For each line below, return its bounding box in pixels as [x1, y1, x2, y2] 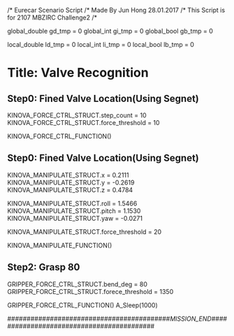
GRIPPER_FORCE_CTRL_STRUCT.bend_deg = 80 [7, 279, 148, 288]
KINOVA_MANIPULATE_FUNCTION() [7, 241, 112, 249]
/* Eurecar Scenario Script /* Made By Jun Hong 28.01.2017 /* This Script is [7, 6, 226, 14]
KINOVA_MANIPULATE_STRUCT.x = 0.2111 [7, 170, 129, 179]
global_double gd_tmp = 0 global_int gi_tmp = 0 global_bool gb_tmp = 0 [7, 27, 213, 35]
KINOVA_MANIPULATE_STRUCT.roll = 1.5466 [7, 199, 138, 207]
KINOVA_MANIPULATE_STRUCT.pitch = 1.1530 [7, 206, 141, 215]
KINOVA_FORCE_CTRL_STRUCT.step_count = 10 [7, 111, 147, 119]
